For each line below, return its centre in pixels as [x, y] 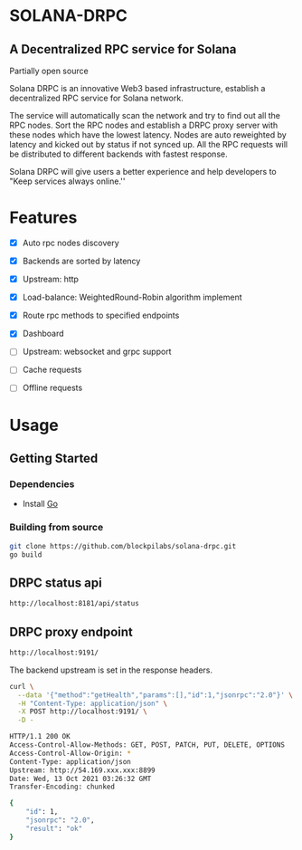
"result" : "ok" [54, 828]
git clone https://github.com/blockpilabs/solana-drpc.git [123, 546]
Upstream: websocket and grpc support [97, 352]
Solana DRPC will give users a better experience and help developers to [143, 172]
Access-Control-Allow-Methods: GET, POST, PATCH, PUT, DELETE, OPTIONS [147, 745]
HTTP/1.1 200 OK [40, 737]
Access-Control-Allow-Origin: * [70, 753]
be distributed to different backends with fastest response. [118, 154]
